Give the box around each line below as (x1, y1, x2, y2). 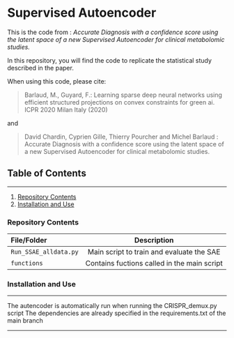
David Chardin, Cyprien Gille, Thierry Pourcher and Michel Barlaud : (24, 132, 219, 141)
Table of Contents (7, 167, 87, 179)
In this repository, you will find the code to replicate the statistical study (7, 56, 212, 64)
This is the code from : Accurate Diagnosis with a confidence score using (7, 28, 219, 36)
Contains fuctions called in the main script (85, 259, 223, 268)
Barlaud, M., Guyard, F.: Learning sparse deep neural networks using (24, 91, 223, 99)
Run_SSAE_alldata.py (10, 248, 79, 256)
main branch (7, 316, 43, 325)
